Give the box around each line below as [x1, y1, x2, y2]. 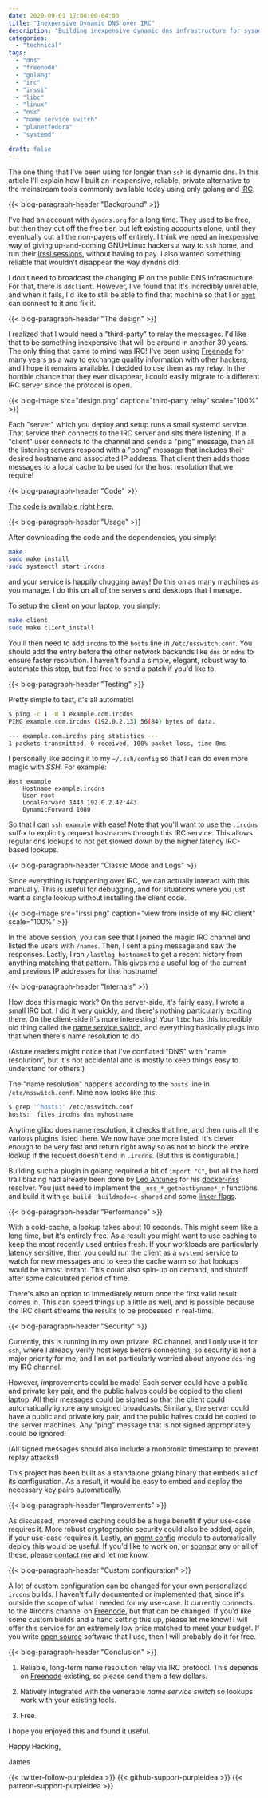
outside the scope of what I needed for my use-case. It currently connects [8, 1598, 253, 1608]
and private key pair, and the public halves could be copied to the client [8, 1387, 243, 1396]
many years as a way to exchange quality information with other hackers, [8, 355, 249, 364]
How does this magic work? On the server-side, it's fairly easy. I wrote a [8, 998, 245, 1007]
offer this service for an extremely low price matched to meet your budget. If [8, 1623, 260, 1633]
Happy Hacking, [8, 1742, 61, 1752]
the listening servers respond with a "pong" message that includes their [8, 445, 245, 454]
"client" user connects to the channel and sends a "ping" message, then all [8, 436, 255, 446]
